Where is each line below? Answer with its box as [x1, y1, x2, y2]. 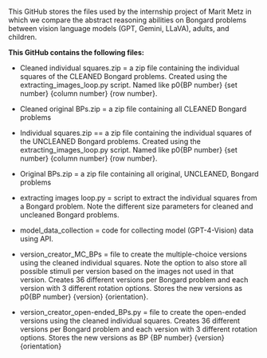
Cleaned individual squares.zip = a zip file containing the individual [19, 63, 240, 73]
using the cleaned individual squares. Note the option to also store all [19, 258, 247, 267]
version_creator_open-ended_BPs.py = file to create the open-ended [19, 308, 246, 316]
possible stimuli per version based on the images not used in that [19, 267, 234, 276]
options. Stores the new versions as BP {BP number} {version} [19, 333, 225, 342]
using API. [19, 234, 54, 243]
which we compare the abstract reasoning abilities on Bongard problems [8, 15, 247, 25]
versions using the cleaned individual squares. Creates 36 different [19, 316, 241, 325]
